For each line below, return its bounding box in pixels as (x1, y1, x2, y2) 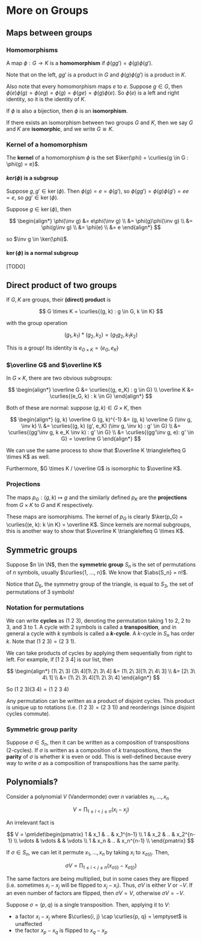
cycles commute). (6, 710, 50, 717)
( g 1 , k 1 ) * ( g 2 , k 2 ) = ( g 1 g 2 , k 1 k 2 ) (64, 331, 138, 340)
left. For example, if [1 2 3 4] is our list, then (6, 655, 114, 663)
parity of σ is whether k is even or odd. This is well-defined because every (6, 753, 191, 760)
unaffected (14, 921, 42, 928)
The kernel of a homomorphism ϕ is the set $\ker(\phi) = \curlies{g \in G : (6, 154, 189, 162)
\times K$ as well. (6, 453, 50, 461)
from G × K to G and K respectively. (6, 502, 94, 509)
